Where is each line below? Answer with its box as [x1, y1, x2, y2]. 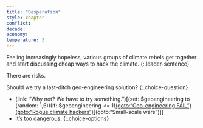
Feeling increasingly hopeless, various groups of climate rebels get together [6, 54, 197, 61]
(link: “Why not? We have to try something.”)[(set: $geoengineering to [15, 95, 190, 103]
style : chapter [6, 15, 45, 21]
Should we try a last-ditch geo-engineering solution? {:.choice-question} [6, 84, 188, 91]
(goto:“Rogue [15, 109, 49, 115]
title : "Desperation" [6, 8, 61, 15]
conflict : [6, 20, 32, 26]
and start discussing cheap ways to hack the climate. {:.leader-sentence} [6, 60, 190, 67]
